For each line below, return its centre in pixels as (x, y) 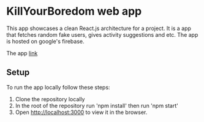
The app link (22, 53)
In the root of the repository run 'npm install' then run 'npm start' (97, 105)
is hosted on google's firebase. (45, 41)
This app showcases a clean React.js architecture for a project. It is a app (99, 28)
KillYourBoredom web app (74, 11)
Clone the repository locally (50, 99)
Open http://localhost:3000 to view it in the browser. (81, 112)
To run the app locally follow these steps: (58, 87)
